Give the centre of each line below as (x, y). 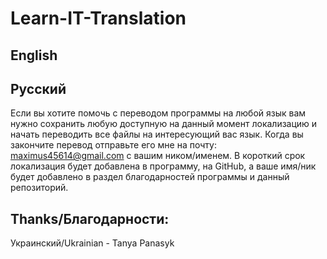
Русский (38, 88)
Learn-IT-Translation (98, 18)
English (34, 55)
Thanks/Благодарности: (90, 218)
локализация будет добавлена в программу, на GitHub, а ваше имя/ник (163, 166)
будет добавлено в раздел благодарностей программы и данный (150, 177)
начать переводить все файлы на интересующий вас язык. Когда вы (157, 134)
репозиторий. (39, 188)
